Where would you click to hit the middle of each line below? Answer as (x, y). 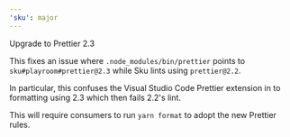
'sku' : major (34, 18)
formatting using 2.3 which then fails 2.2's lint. (95, 97)
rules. (20, 124)
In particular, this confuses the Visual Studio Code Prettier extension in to (145, 87)
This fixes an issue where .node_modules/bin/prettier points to (127, 60)
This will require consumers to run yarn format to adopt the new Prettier (143, 114)
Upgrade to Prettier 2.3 (52, 43)
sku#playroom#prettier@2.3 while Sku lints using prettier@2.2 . (125, 70)
